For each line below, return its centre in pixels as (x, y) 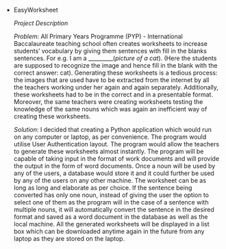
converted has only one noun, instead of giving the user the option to (111, 195)
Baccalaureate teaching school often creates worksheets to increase (110, 43)
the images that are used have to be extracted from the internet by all (111, 80)
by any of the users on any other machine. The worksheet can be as (110, 180)
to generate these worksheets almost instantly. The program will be (109, 151)
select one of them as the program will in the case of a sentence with (111, 202)
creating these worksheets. (52, 116)
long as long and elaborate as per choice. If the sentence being (103, 188)
